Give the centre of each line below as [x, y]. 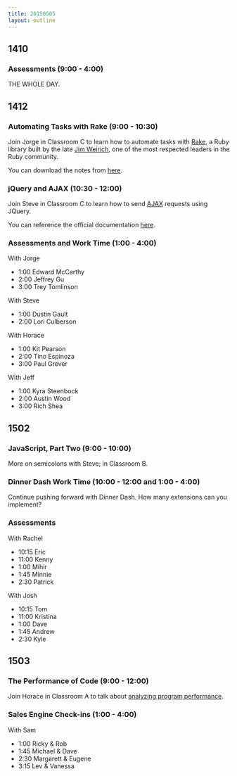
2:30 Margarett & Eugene [55, 758]
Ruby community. [33, 156]
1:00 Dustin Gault [43, 314]
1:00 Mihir [33, 566]
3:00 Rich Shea [40, 406]
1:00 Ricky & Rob [43, 744]
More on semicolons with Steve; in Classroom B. [78, 464]
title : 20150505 [32, 14]
